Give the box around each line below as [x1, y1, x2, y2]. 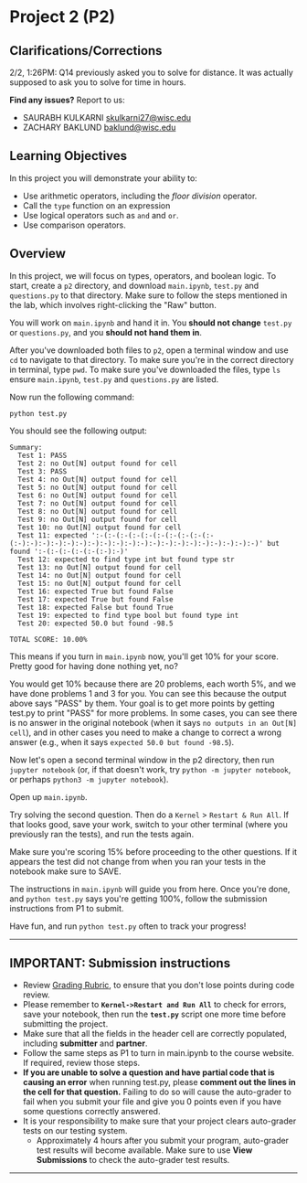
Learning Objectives [9, 148, 128, 164]
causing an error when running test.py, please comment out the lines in [22, 1077, 297, 1088]
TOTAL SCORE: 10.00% [9, 634, 89, 644]
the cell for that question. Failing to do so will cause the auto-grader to [22, 1086, 292, 1098]
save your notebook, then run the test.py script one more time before [22, 1008, 286, 1020]
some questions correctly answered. [22, 1106, 161, 1117]
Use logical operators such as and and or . [22, 209, 180, 220]
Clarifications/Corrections [9, 43, 163, 59]
